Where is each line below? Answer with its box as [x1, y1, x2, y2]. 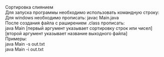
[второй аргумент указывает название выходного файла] [5, 31, 128, 36]
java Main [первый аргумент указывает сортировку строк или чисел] [5, 25, 153, 31]
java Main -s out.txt [5, 41, 45, 47]
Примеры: [5, 36, 27, 42]
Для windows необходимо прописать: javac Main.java [5, 15, 119, 20]
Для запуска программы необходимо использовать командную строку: [5, 9, 160, 15]
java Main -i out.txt [5, 47, 44, 52]
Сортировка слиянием [5, 4, 54, 10]
